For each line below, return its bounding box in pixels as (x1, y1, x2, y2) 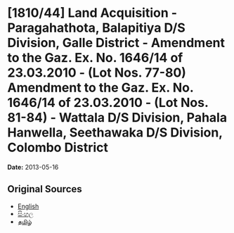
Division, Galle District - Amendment (7, 35, 226, 51)
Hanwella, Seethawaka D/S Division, (7, 125, 223, 141)
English (17, 202, 39, 210)
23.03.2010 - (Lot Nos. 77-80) (7, 65, 186, 81)
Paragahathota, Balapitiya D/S (7, 20, 186, 36)
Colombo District (7, 139, 109, 156)
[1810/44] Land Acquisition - (7, 5, 178, 21)
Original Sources (7, 183, 82, 195)
